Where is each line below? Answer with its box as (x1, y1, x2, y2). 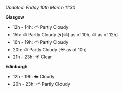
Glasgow (5, 14, 24, 20)
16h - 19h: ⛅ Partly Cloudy (12, 39, 69, 45)
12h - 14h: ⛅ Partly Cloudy (12, 24, 69, 30)
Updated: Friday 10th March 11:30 (5, 5, 76, 10)
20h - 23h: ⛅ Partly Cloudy (12, 81, 71, 87)
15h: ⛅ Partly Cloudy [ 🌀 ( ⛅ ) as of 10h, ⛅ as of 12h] (12, 32, 118, 37)
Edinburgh (5, 64, 28, 69)
